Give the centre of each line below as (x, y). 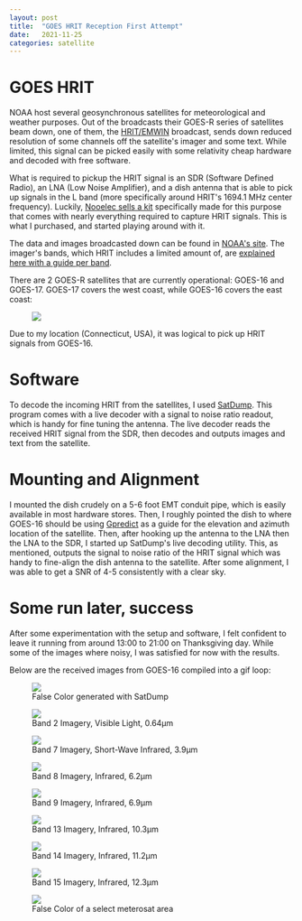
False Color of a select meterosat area (103, 909)
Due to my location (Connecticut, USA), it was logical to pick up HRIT (137, 334)
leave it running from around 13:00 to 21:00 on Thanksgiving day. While (142, 643)
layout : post (34, 18)
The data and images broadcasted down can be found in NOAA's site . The (147, 244)
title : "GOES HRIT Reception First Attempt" (96, 26)
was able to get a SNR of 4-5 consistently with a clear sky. (118, 572)
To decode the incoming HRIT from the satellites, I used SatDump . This (141, 405)
